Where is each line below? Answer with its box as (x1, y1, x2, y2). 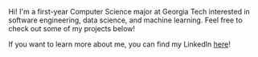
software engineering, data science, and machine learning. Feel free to (8, 15, 243, 25)
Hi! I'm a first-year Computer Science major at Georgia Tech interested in (8, 7, 251, 16)
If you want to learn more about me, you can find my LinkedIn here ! (8, 39, 231, 49)
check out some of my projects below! (8, 24, 135, 33)
